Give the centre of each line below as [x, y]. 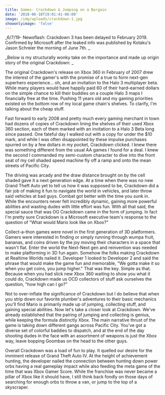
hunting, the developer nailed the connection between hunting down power [82, 361]
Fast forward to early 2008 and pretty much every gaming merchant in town [82, 118]
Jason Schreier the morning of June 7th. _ [48, 48]
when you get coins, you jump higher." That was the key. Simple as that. [78, 269]
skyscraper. [17, 387]
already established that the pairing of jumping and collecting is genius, [78, 315]
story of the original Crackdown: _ [39, 63]
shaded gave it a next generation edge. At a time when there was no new [79, 180]
